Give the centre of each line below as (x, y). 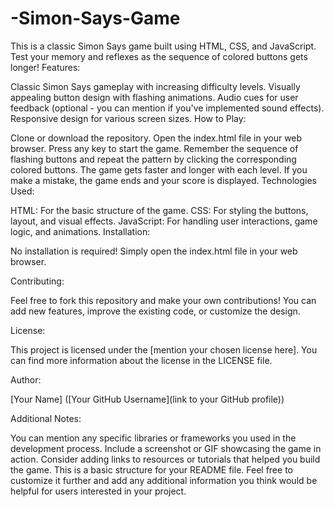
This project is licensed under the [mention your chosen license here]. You (164, 349)
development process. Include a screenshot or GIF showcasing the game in (166, 448)
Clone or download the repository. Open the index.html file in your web (156, 138)
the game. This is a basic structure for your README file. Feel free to (151, 469)
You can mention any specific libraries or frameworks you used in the (153, 438)
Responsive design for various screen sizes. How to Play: (128, 118)
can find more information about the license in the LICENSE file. (141, 360)
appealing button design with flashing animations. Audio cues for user (154, 97)
